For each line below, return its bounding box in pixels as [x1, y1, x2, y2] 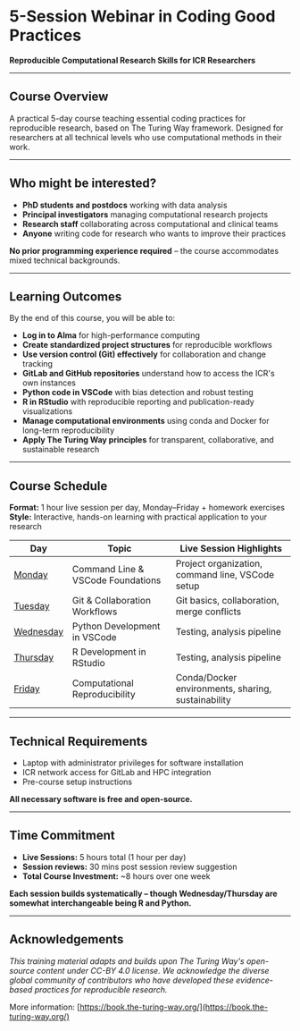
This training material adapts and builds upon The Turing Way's [9, 955, 245, 967]
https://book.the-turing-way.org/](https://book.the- [79, 1001, 269, 1012]
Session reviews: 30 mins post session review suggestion [21, 861, 237, 872]
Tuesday [13, 600, 50, 613]
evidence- [236, 975, 274, 985]
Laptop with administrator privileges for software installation [21, 757, 244, 768]
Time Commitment [9, 828, 115, 843]
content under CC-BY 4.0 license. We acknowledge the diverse [37, 965, 270, 976]
